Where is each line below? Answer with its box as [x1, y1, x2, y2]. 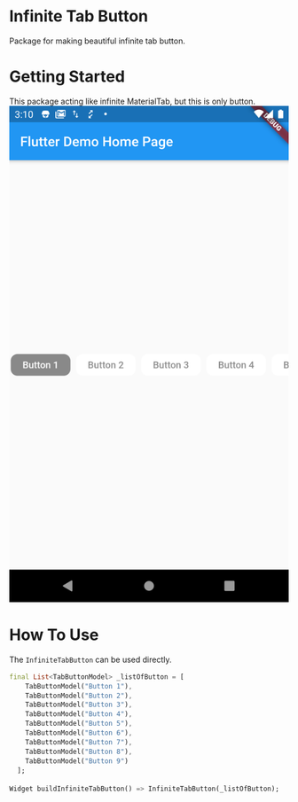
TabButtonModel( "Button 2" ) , [25, 691, 133, 700]
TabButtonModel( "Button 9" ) [25, 756, 129, 766]
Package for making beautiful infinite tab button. [9, 35, 186, 46]
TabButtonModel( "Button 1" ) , [25, 681, 133, 690]
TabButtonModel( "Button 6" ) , [25, 728, 133, 737]
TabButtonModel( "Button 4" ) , [25, 710, 133, 719]
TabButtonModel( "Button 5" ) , [25, 720, 133, 728]
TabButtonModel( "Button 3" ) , [25, 700, 133, 710]
